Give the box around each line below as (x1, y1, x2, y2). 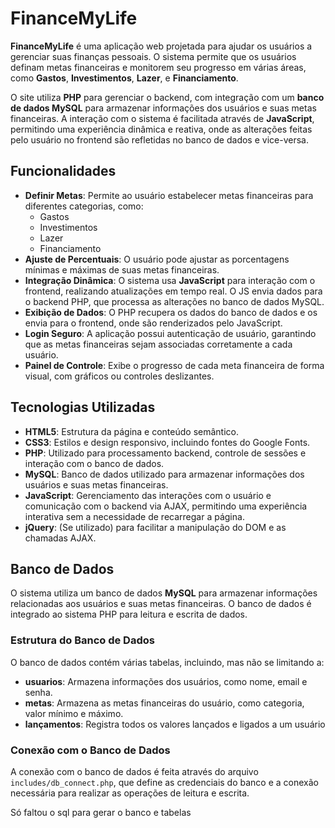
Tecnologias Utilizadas (10, 399, 156, 416)
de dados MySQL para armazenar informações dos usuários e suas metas (10, 102, 317, 114)
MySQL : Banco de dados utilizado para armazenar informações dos (24, 468, 305, 480)
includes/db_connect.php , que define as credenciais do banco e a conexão (10, 776, 319, 788)
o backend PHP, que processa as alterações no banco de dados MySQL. (24, 295, 325, 307)
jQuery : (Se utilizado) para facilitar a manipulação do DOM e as (24, 521, 287, 533)
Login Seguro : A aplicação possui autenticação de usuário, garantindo (24, 327, 317, 339)
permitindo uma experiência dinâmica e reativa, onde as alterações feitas (10, 123, 313, 135)
